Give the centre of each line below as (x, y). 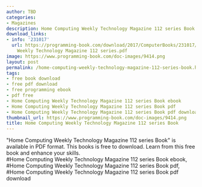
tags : (13, 73)
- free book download (33, 79)
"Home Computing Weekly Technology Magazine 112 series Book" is (91, 140)
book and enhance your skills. (43, 153)
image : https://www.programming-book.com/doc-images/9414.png (86, 56)
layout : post (23, 62)
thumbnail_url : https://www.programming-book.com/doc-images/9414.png (96, 117)
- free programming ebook (38, 90)
